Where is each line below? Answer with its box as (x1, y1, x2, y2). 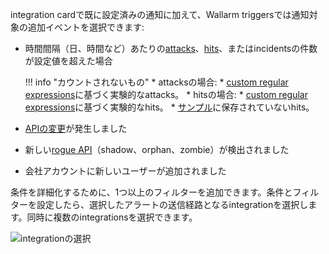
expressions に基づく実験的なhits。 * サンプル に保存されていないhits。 (24, 101, 315, 113)
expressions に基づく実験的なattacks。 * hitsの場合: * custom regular (24, 89, 308, 100)
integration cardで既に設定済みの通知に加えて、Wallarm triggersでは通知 (10, 9, 310, 20)
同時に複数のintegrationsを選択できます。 (26, 211, 198, 223)
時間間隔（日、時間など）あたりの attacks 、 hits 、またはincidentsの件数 (24, 43, 318, 54)
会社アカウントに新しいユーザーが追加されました (24, 165, 227, 177)
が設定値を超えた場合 (24, 55, 113, 67)
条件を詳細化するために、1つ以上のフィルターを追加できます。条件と (10, 186, 293, 198)
